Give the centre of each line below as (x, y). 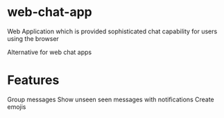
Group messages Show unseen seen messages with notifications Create (111, 99)
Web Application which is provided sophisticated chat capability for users (112, 31)
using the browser (33, 38)
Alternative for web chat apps (50, 52)
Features (33, 80)
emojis (17, 107)
